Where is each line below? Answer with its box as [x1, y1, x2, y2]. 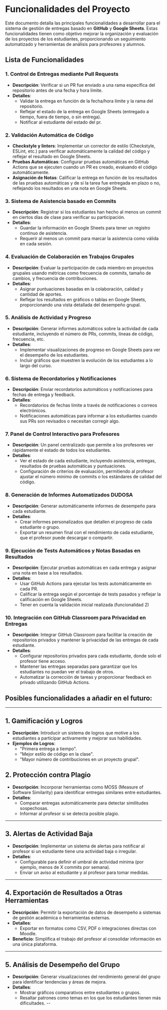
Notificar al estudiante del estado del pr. [19, 119, 102, 125]
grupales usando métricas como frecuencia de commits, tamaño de [12, 270, 152, 276]
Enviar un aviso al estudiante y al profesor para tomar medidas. [19, 869, 149, 875]
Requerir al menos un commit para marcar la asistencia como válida [19, 235, 159, 241]
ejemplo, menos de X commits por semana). [19, 864, 110, 870]
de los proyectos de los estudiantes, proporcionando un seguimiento [5, 36, 146, 42]
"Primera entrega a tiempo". [19, 746, 77, 752]
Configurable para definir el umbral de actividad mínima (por [19, 859, 144, 865]
